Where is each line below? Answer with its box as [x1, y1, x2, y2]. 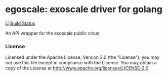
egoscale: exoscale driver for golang [5, 4, 163, 15]
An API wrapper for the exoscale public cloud [5, 30, 100, 36]
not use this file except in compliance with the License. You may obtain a [5, 60, 157, 66]
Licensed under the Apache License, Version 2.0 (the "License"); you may [5, 54, 160, 60]
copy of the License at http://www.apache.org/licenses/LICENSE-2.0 [5, 65, 149, 71]
